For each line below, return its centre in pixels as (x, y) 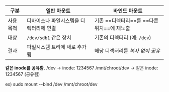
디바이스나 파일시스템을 (53, 21)
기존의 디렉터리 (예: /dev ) (123, 37)
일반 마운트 (58, 11)
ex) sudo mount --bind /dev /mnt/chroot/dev (52, 84)
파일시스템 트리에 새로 (52, 47)
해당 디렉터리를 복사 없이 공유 (127, 51)
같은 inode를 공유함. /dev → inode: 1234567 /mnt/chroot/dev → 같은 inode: (82, 68)
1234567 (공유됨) (23, 74)
